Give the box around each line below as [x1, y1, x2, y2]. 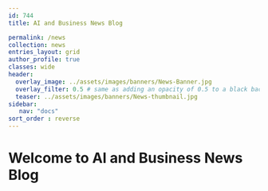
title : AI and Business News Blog [8, 19, 124, 27]
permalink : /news [8, 33, 66, 41]
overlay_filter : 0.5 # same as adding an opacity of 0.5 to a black [15, 85, 248, 93]
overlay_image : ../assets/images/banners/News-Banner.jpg [15, 77, 213, 86]
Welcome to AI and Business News [8, 149, 243, 167]
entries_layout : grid [8, 49, 81, 57]
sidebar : [8, 100, 37, 108]
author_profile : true [8, 56, 81, 64]
